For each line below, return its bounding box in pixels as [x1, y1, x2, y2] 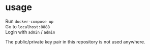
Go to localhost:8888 [5, 23, 50, 29]
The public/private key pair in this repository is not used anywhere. [5, 38, 145, 44]
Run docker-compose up [5, 18, 54, 24]
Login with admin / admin [5, 29, 55, 35]
